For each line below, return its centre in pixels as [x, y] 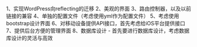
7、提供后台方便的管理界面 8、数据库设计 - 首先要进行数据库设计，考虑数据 [98, 31]
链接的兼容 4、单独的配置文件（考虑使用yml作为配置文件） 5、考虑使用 [93, 16]
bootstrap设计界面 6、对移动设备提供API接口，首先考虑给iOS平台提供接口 [96, 23]
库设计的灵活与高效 [29, 38]
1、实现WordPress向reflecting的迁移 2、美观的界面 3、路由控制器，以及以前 [99, 9]
